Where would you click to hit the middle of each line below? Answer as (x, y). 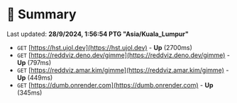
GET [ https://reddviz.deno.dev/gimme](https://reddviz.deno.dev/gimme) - (123, 55)
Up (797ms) (34, 62)
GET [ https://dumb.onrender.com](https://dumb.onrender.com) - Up (115, 85)
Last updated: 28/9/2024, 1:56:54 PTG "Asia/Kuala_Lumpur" (98, 34)
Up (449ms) (35, 78)
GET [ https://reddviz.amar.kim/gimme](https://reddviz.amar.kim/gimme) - (123, 70)
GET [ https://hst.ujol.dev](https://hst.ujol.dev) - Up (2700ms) (105, 47)
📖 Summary (42, 14)
